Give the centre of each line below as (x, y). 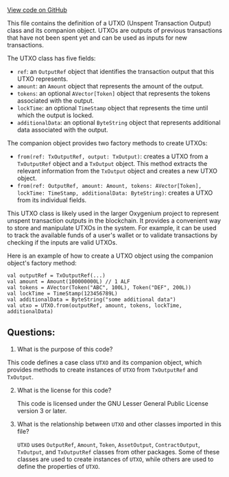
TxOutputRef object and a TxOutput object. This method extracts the (112, 163)
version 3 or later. (42, 411)
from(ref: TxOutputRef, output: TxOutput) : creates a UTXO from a (112, 156)
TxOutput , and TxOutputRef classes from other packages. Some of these (118, 452)
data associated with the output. (62, 130)
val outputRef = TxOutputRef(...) (57, 276)
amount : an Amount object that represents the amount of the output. (110, 86)
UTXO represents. (43, 79)
